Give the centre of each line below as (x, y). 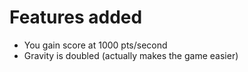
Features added (76, 17)
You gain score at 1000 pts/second (95, 45)
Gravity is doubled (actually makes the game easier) (131, 55)
